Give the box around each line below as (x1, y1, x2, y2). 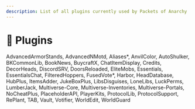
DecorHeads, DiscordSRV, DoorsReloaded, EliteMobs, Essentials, (6, 65, 163, 72)
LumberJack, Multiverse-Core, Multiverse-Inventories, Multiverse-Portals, (6, 84, 184, 91)
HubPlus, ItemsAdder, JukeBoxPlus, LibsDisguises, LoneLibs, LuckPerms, (6, 78, 184, 85)
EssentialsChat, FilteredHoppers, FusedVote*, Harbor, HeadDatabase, (6, 71, 174, 79)
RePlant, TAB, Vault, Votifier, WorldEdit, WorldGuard (6, 96, 131, 103)
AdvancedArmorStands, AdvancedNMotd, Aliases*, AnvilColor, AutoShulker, (6, 53, 190, 60)
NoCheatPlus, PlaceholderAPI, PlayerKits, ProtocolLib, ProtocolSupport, (6, 90, 179, 97)
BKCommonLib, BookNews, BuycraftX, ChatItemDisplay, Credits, (6, 59, 162, 66)
